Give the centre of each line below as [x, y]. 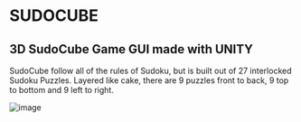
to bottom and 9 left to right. [62, 90]
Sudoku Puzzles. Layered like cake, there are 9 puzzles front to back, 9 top [149, 80]
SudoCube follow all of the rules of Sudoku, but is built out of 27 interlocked [150, 70]
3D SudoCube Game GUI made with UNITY [131, 49]
